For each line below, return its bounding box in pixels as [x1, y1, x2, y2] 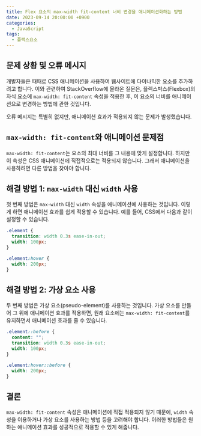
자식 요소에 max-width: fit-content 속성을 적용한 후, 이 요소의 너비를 [6, 93, 171, 100]
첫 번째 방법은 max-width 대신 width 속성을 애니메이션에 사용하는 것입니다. [6, 201, 180, 208]
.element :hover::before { [6, 362, 71, 368]
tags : [6, 31, 20, 37]
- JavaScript [11, 25, 44, 32]
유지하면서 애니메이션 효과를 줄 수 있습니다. [6, 317, 107, 324]
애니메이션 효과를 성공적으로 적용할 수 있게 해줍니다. [17, 423, 139, 431]
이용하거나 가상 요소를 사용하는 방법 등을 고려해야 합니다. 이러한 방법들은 [17, 416, 187, 423]
